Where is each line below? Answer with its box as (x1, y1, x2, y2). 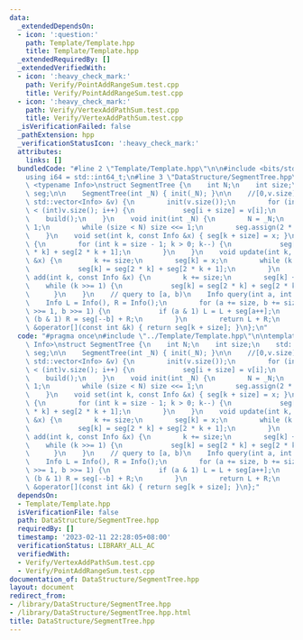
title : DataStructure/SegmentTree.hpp (9, 617, 155, 626)
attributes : (17, 147, 63, 156)
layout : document (9, 583, 75, 592)
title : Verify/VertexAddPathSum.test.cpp (25, 114, 183, 123)
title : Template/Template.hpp (25, 47, 140, 56)
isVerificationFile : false (17, 507, 119, 517)
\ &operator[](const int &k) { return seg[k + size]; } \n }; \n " (25, 324, 269, 333)
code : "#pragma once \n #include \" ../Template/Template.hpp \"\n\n (17, 332, 269, 341)
